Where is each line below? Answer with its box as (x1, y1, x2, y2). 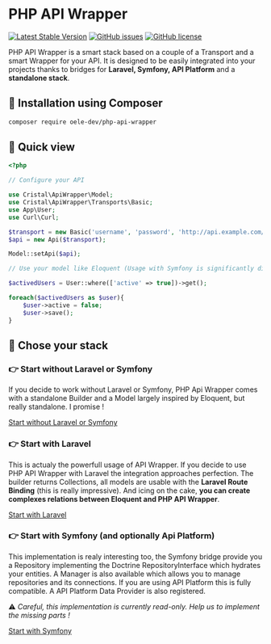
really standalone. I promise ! (8, 402, 105, 412)
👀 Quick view (8, 141, 75, 154)
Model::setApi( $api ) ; (8, 250, 81, 259)
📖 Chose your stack (8, 339, 109, 352)
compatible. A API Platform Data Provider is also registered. (8, 586, 206, 596)
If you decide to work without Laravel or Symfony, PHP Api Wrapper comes (8, 385, 258, 394)
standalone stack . (8, 73, 70, 82)
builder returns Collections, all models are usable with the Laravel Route (8, 477, 248, 486)
